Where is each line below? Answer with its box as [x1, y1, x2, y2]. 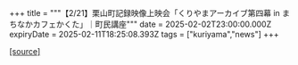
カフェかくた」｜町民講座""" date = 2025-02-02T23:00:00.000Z [32, 19, 272, 29]
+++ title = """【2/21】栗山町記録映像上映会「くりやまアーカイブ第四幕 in [9, 8, 281, 18]
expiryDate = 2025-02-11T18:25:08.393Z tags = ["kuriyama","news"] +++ [9, 29, 279, 39]
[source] [9, 46, 41, 56]
